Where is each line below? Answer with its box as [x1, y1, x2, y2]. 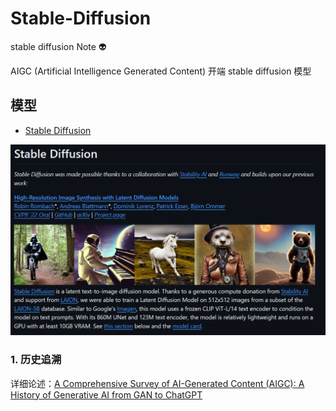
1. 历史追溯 [10, 353, 62, 367]
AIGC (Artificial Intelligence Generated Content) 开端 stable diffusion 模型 [10, 65, 312, 77]
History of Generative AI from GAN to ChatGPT [10, 388, 203, 401]
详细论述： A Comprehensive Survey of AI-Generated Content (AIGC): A [10, 377, 305, 389]
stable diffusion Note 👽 [10, 40, 107, 52]
